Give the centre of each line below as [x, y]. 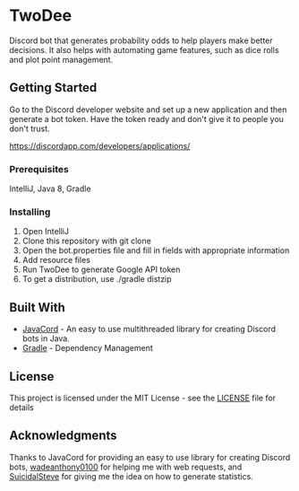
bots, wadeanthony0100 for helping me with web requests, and [126, 467]
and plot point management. [61, 59]
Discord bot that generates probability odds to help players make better [141, 40]
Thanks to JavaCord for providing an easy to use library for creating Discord [150, 457]
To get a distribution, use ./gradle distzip [97, 279]
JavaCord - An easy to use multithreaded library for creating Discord [149, 329]
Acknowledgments [64, 436]
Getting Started [53, 88]
